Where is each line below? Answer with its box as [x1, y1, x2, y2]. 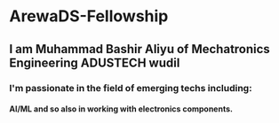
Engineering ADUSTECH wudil [9, 55, 180, 70]
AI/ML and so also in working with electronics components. [9, 104, 234, 114]
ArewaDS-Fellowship [9, 6, 169, 27]
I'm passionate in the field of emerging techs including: [9, 81, 252, 94]
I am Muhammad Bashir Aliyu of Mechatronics [9, 42, 271, 57]
